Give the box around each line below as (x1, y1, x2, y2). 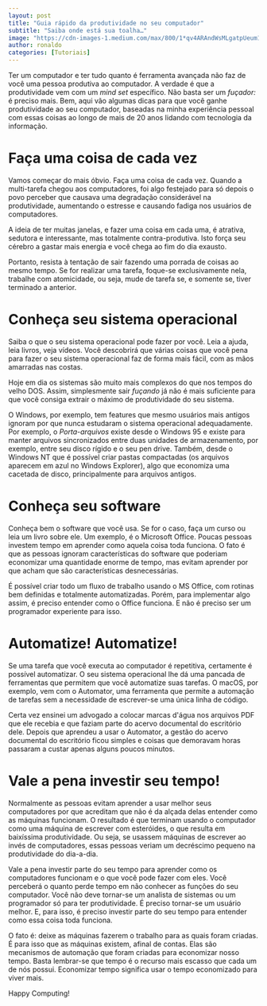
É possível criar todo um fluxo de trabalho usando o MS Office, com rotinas (8, 581, 254, 590)
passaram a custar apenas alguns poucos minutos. (8, 744, 175, 754)
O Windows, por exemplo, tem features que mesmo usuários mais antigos (8, 409, 250, 419)
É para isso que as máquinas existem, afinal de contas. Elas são (8, 939, 217, 949)
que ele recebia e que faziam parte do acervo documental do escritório (8, 718, 242, 728)
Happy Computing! (8, 988, 70, 998)
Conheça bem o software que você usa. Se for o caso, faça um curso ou (8, 523, 246, 533)
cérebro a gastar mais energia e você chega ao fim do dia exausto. (8, 241, 227, 251)
